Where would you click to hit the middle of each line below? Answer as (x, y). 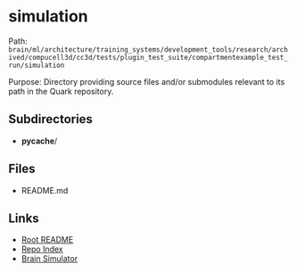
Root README (47, 240)
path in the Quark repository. (61, 91)
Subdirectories (50, 119)
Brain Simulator (49, 259)
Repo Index (42, 249)
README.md (45, 190)
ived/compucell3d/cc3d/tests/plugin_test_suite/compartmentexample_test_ (148, 57)
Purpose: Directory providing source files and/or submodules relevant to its (147, 81)
